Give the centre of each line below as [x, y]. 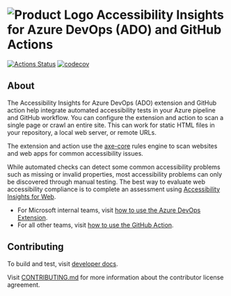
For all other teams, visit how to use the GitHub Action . [95, 225]
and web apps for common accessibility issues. [75, 153]
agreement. [24, 284]
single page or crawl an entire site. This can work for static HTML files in [111, 125]
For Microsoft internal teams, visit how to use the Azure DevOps [109, 210]
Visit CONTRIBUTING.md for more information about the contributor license [115, 277]
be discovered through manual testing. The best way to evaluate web [106, 182]
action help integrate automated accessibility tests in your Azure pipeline [111, 110]
